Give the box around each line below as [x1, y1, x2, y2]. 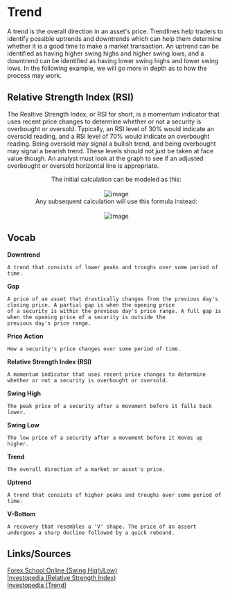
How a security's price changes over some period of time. [7, 345, 182, 352]
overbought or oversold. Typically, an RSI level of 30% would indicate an [7, 124, 215, 133]
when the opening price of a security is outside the [7, 314, 166, 321]
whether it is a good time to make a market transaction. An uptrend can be [7, 42, 220, 50]
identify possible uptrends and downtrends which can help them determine [7, 34, 222, 42]
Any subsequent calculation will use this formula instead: [35, 197, 198, 205]
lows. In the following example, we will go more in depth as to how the [7, 64, 207, 72]
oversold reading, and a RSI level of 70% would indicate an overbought [7, 132, 210, 140]
